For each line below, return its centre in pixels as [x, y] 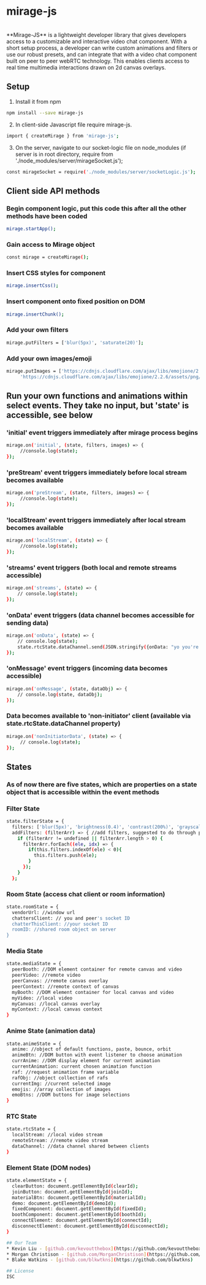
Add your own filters [37, 330]
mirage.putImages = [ [34, 371]
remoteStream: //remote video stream [60, 1141]
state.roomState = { [33, 907]
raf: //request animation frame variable [66, 1072]
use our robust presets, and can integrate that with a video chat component [102, 54]
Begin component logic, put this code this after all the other [97, 208]
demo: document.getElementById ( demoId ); [64, 1203]
